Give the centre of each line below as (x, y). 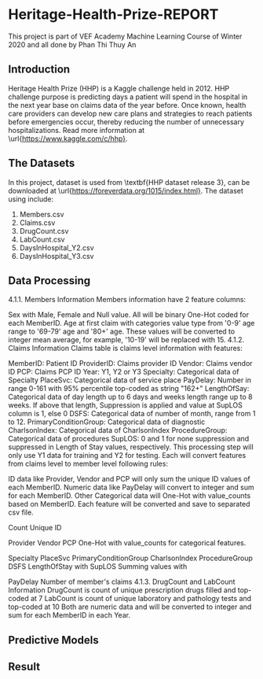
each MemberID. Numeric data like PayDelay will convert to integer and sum (131, 487)
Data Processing (49, 280)
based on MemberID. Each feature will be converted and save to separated (129, 504)
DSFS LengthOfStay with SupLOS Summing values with (98, 566)
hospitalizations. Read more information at (77, 130)
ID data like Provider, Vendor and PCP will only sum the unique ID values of (130, 479)
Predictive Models (54, 640)
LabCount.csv (42, 239)
